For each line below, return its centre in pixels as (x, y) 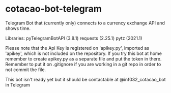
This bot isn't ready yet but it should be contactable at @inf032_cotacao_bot (85, 79)
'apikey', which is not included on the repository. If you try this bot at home (83, 53)
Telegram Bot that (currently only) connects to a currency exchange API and (85, 23)
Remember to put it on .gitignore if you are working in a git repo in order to (83, 64)
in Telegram (18, 85)
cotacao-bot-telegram (53, 9)
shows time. (18, 28)
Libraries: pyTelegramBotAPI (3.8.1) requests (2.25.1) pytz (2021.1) (74, 38)
